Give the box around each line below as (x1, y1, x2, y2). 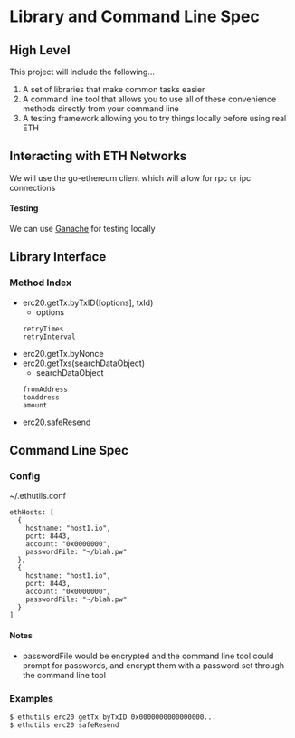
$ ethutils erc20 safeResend (9, 720, 119, 730)
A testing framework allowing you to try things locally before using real (22, 113, 287, 123)
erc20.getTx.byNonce (22, 348, 104, 359)
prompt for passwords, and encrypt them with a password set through (22, 659, 285, 671)
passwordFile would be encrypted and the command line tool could (22, 650, 274, 661)
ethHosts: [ (9, 508, 54, 517)
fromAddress (22, 385, 68, 394)
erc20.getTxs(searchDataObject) (22, 358, 146, 369)
